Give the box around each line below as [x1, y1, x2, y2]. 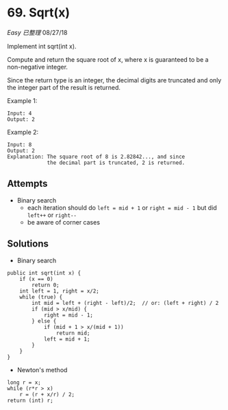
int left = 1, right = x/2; [19, 287, 99, 295]
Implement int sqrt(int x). [7, 42, 77, 50]
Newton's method [16, 365, 68, 374]
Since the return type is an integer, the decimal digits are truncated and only [7, 76, 222, 84]
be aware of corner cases [27, 218, 101, 226]
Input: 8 [7, 141, 32, 148]
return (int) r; [7, 397, 53, 404]
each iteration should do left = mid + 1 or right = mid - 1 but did [27, 203, 217, 212]
